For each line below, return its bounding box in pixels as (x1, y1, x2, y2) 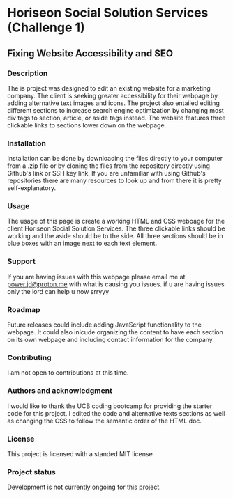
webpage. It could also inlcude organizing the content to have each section (7, 328, 223, 336)
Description (7, 68, 48, 78)
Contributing (7, 352, 52, 362)
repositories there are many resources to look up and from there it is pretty (7, 176, 222, 185)
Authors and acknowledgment (7, 386, 113, 396)
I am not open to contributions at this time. (7, 368, 129, 377)
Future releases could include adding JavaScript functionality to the (7, 320, 202, 329)
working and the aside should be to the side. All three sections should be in (7, 232, 223, 240)
